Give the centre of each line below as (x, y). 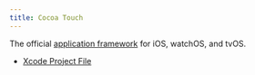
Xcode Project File (57, 61)
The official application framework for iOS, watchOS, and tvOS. (128, 43)
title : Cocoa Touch (46, 18)
